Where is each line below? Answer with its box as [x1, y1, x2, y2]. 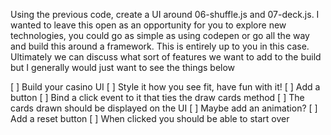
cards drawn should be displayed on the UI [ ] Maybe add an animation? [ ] [10, 102, 318, 114]
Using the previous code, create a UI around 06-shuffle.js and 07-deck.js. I [10, 9, 320, 20]
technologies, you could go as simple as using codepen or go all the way [10, 30, 310, 41]
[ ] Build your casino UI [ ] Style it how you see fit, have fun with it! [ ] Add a [10, 81, 321, 93]
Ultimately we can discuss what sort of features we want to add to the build [10, 51, 322, 63]
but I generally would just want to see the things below [10, 62, 236, 73]
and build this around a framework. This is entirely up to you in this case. [10, 40, 310, 52]
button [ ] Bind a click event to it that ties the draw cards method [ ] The [10, 92, 305, 103]
